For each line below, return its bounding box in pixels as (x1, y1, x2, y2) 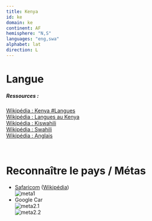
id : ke (6, 14, 22, 20)
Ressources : (6, 92, 39, 99)
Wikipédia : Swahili (6, 126, 52, 133)
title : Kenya (6, 8, 38, 15)
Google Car (14, 196, 43, 203)
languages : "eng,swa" (6, 36, 60, 42)
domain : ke (6, 19, 33, 25)
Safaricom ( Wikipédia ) (14, 183, 69, 190)
